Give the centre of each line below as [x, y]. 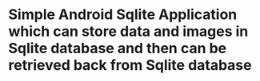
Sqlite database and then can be [118, 48]
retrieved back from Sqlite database [130, 66]
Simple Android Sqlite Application [123, 15]
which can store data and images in [128, 31]
